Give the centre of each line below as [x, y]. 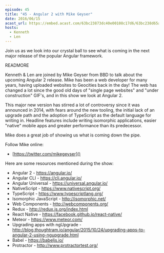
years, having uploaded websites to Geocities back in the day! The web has [81, 85]
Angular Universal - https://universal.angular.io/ [60, 183]
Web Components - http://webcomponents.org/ [60, 204]
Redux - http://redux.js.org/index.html [50, 209]
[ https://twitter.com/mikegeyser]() [46, 154]
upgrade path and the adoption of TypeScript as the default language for [78, 115]
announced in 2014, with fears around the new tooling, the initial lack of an [80, 110]
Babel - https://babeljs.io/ [38, 240]
